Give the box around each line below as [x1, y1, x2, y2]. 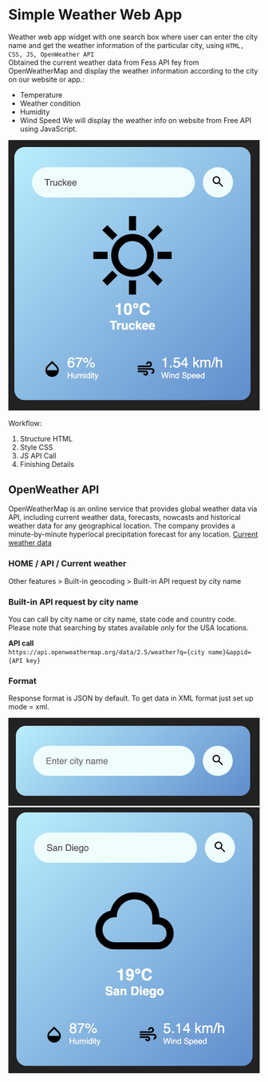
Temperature [19, 90, 63, 99]
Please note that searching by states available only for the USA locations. [8, 622, 249, 633]
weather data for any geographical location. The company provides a [8, 521, 235, 531]
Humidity [19, 106, 50, 117]
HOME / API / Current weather [8, 558, 127, 569]
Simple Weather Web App [8, 6, 183, 24]
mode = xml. [8, 702, 49, 712]
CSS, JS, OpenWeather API [8, 50, 94, 58]
